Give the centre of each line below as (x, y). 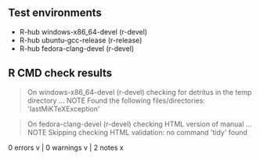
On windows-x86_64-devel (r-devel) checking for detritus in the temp (139, 92)
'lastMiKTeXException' (63, 108)
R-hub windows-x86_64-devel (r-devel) (83, 31)
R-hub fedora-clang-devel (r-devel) (77, 48)
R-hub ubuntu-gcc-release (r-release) (81, 40)
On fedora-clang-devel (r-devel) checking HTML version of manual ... (139, 124)
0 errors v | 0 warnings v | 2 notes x (66, 147)
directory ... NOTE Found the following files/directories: (116, 100)
